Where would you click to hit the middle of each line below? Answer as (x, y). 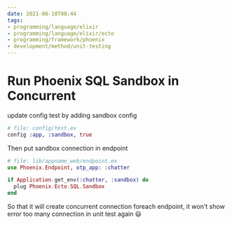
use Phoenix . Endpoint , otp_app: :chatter (69, 168)
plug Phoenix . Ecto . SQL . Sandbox (59, 186)
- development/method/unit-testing (59, 46)
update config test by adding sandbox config (72, 115)
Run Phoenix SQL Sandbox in (93, 81)
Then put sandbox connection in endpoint (68, 148)
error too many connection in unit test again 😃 (75, 214)
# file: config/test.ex (42, 128)
